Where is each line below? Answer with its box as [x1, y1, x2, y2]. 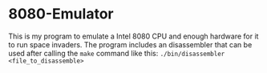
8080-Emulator [8, 5, 114, 23]
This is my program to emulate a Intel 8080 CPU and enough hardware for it [8, 31, 259, 41]
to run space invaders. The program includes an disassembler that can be [8, 39, 253, 49]
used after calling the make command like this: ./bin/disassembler [8, 48, 225, 58]
